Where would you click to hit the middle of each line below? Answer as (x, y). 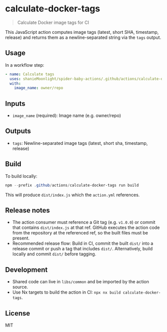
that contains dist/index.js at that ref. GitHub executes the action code (86, 227)
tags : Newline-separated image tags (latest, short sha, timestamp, (80, 143)
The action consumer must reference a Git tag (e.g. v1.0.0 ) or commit (84, 222)
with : (15, 83)
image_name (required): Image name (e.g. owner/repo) (67, 115)
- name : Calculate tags (30, 74)
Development (27, 270)
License (18, 313)
